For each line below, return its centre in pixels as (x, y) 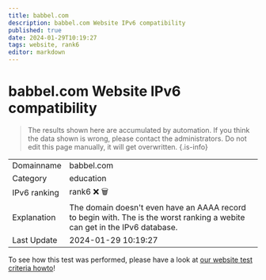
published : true (35, 30)
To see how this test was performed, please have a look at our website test (131, 259)
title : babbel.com (38, 15)
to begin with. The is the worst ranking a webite (157, 217)
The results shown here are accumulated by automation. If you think (139, 130)
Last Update (35, 240)
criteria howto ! (32, 268)
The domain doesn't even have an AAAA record (158, 207)
